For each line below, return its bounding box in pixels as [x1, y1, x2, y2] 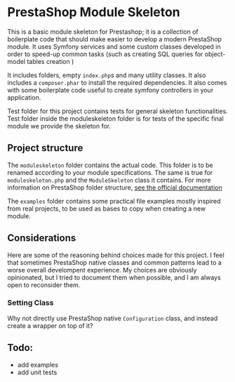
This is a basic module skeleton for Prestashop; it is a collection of [7, 27, 199, 36]
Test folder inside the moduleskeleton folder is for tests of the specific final [7, 114, 224, 123]
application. [7, 93, 41, 102]
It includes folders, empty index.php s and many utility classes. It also [7, 71, 206, 79]
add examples [17, 360, 58, 369]
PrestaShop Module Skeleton [7, 4, 180, 20]
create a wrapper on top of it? [7, 321, 93, 330]
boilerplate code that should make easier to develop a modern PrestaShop [7, 34, 222, 43]
